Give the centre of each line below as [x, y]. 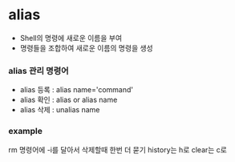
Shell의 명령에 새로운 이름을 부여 [71, 38]
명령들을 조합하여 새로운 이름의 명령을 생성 [87, 48]
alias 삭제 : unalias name [60, 110]
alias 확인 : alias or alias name [69, 100]
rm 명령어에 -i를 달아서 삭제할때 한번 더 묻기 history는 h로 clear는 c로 [118, 149]
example [25, 132]
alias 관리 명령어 [39, 71]
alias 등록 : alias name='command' [77, 90]
